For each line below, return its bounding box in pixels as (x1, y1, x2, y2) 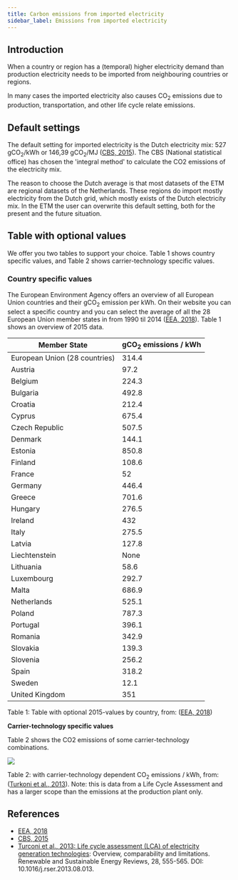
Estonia (11, 446, 36, 456)
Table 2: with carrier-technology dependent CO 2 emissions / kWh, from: (7, 770, 219, 781)
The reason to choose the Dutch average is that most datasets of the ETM (7, 179, 224, 187)
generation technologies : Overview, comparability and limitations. (17, 849, 210, 858)
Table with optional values (7, 230, 127, 242)
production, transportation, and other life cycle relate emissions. (7, 101, 196, 109)
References (7, 808, 60, 820)
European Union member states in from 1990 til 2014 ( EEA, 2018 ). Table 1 (7, 315, 222, 324)
